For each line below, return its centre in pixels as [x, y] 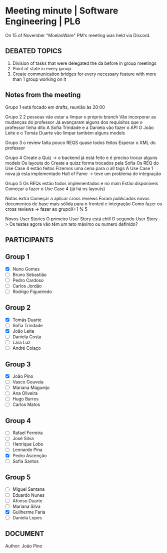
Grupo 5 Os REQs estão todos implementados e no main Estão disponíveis [82, 183]
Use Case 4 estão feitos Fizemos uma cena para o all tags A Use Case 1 [79, 168]
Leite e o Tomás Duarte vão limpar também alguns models [65, 132]
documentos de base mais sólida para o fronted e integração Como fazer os [84, 204]
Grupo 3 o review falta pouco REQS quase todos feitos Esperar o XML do [80, 143]
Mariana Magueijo [31, 388]
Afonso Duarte [27, 501]
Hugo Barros [25, 399]
